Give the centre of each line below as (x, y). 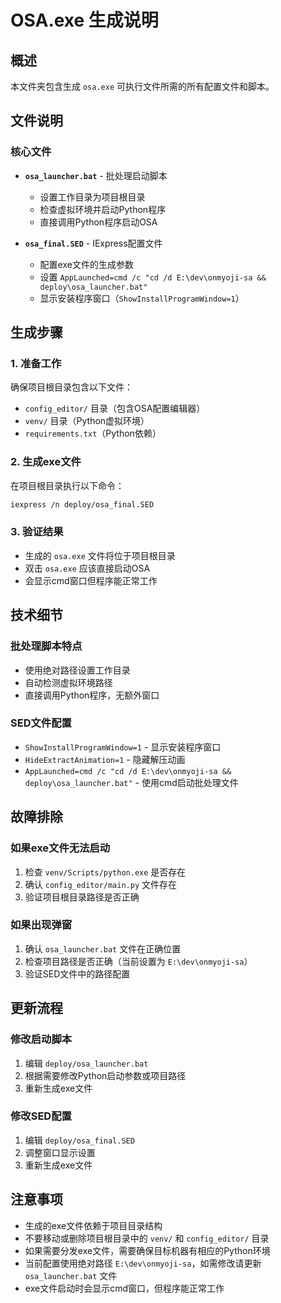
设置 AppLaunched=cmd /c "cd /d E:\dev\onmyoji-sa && (153, 277)
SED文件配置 (41, 723)
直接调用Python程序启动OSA (98, 222)
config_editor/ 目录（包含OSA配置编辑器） (115, 408)
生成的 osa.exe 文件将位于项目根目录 (100, 555)
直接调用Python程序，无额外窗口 (92, 695)
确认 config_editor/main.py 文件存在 (101, 884)
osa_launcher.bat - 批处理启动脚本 (96, 175)
